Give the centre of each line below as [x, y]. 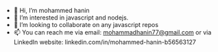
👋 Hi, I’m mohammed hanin [52, 10]
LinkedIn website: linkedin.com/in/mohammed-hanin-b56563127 [105, 42]
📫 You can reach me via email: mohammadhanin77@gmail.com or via [112, 32]
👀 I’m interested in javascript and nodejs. [71, 18]
